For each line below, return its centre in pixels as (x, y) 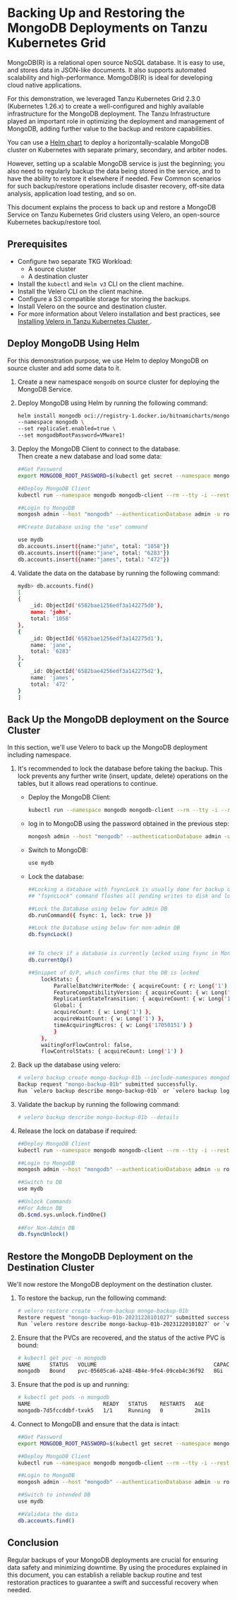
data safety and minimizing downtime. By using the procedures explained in (117, 1567)
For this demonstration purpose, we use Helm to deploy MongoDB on (108, 360)
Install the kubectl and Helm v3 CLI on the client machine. (101, 284)
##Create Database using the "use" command (83, 527)
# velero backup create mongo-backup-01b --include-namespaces (113, 1078)
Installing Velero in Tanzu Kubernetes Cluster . (85, 321)
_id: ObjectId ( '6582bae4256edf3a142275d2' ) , (97, 672)
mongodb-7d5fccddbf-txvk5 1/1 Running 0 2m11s (114, 1411)
